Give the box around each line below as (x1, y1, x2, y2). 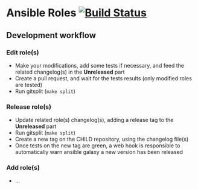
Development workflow (6, 30, 97, 40)
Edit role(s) (6, 48, 39, 57)
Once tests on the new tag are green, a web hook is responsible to (14, 142, 180, 149)
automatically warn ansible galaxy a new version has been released (14, 149, 183, 156)
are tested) (14, 81, 43, 88)
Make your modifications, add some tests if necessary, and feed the (14, 62, 185, 69)
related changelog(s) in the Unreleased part (14, 68, 125, 75)
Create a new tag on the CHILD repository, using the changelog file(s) (14, 136, 189, 143)
